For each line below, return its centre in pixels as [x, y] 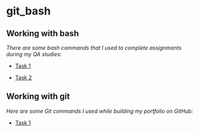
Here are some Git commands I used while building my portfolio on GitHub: [100, 111]
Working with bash [43, 33]
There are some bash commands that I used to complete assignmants [94, 48]
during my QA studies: [34, 54]
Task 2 [23, 77]
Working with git [38, 97]
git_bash [29, 11]
